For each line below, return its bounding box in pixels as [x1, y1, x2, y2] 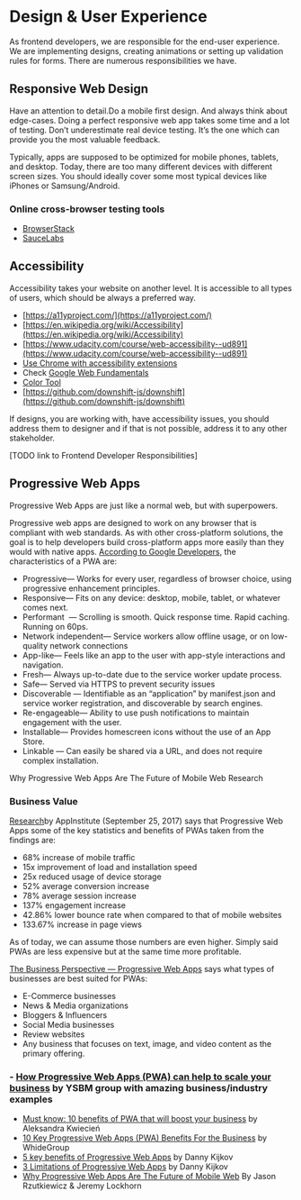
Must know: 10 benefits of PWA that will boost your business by [22, 1114, 258, 1124]
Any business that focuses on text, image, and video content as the [22, 1038, 272, 1049]
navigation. [22, 659, 65, 670]
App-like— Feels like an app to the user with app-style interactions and [22, 650, 286, 660]
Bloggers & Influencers [22, 1009, 108, 1020]
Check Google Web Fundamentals [22, 367, 149, 377]
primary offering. [22, 1048, 85, 1059]
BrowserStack [22, 223, 75, 234]
